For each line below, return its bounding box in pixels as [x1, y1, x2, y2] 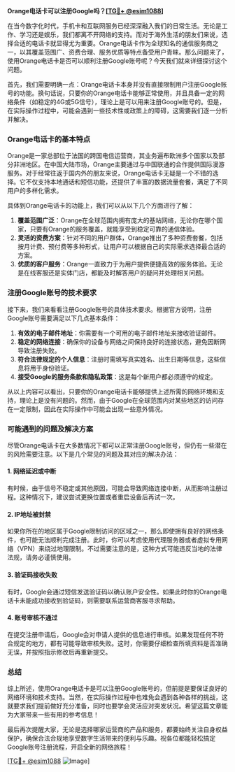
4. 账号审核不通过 [7, 613, 58, 622]
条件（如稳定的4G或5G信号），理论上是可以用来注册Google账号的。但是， [13, 98, 226, 106]
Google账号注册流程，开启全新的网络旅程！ [7, 743, 133, 751]
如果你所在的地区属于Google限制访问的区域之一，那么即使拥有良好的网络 [7, 527, 218, 536]
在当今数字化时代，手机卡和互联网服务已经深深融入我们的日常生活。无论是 [7, 22, 222, 30]
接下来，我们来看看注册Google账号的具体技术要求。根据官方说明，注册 [7, 305, 212, 313]
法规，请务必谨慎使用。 [7, 553, 75, 562]
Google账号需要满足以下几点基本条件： [7, 314, 120, 322]
